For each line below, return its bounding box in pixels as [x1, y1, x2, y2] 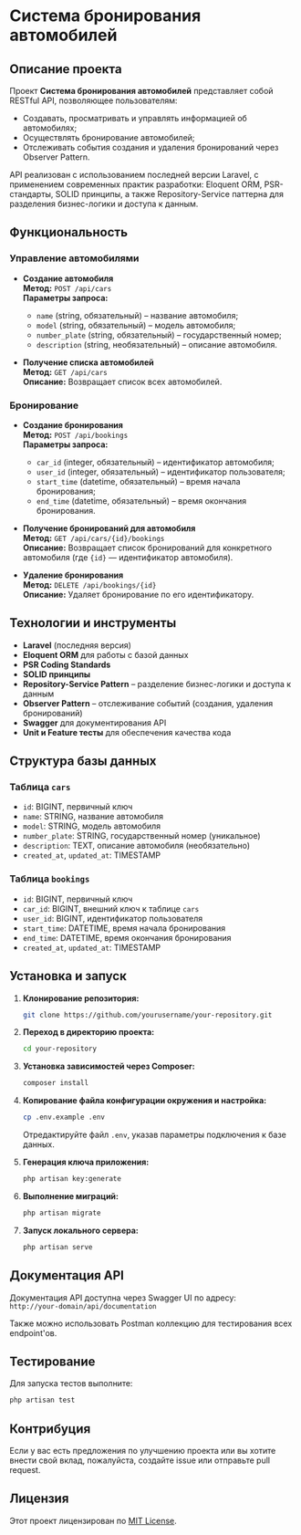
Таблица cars [9, 781, 71, 794]
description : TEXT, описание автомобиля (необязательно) [22, 841, 251, 851]
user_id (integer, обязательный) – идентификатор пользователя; [36, 466, 285, 477]
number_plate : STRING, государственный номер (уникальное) [22, 830, 262, 841]
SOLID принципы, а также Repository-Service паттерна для [55, 189, 285, 199]
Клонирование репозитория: [22, 992, 140, 1004]
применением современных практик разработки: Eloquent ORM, [9, 179, 263, 190]
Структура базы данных [9, 754, 157, 769]
